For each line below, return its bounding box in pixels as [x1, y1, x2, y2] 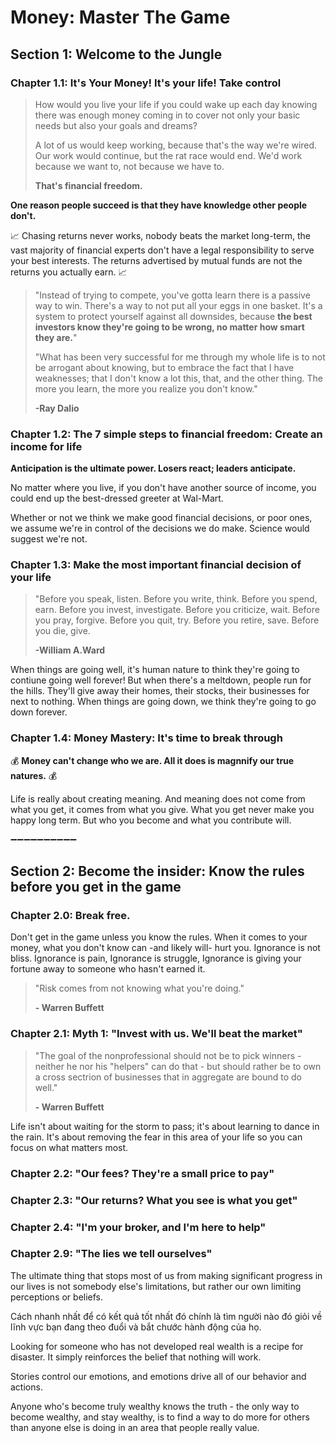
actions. [10, 1381, 43, 1393]
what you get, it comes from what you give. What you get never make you [10, 803, 315, 815]
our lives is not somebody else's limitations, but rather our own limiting [10, 1280, 302, 1292]
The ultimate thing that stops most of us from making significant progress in [10, 1269, 323, 1281]
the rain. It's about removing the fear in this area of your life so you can [10, 1131, 303, 1143]
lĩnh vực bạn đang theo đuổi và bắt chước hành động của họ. [10, 1321, 262, 1333]
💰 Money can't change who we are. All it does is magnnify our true [10, 754, 295, 766]
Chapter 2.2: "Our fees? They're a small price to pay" [10, 1166, 275, 1180]
